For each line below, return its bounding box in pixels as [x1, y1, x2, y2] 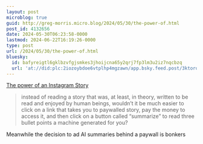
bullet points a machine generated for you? [21, 119, 128, 126]
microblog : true [6, 15, 47, 21]
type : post [6, 43, 34, 49]
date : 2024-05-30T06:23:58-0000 [6, 31, 88, 38]
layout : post [6, 8, 39, 15]
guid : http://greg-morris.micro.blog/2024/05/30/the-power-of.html [6, 20, 180, 26]
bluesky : [6, 54, 28, 60]
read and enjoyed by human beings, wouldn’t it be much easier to [21, 100, 184, 107]
